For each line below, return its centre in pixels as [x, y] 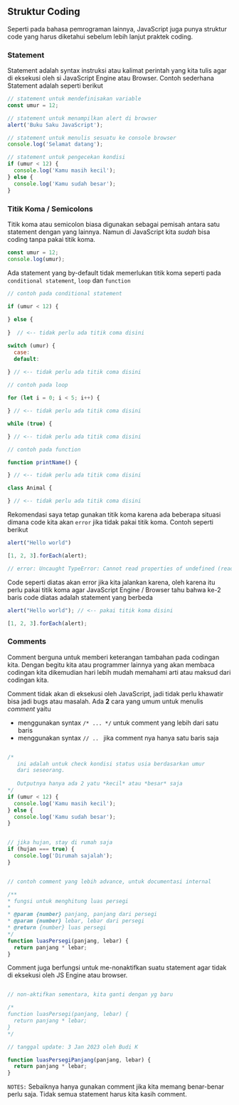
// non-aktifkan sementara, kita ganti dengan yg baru [90, 994]
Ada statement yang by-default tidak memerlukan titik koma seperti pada [115, 273]
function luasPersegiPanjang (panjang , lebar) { [79, 1060]
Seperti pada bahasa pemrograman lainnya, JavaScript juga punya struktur [117, 29]
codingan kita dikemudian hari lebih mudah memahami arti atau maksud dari [119, 672]
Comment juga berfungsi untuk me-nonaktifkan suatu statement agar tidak [117, 968]
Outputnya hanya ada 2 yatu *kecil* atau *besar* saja [100, 784]
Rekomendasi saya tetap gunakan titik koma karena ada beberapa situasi [114, 515]
